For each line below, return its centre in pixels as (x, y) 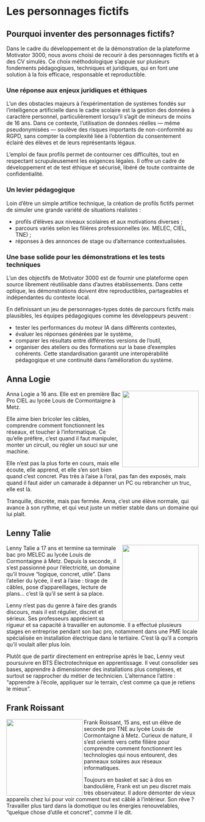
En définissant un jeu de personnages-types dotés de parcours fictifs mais (100, 309)
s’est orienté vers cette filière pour (127, 742)
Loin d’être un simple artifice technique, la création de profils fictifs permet (100, 203)
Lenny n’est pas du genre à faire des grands (62, 605)
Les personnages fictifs (68, 11)
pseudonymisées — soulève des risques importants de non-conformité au (99, 130)
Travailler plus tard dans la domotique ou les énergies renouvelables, (93, 806)
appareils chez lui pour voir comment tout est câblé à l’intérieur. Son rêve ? (100, 799)
